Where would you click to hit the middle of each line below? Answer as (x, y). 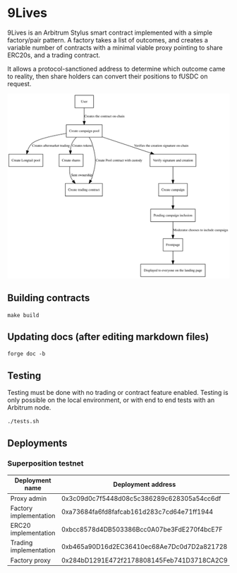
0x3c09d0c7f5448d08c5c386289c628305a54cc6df (141, 498)
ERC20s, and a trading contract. (54, 55)
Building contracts (49, 298)
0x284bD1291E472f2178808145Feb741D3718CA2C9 (144, 560)
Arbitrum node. (29, 408)
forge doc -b (26, 354)
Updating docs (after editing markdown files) (108, 337)
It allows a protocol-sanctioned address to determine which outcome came (116, 69)
